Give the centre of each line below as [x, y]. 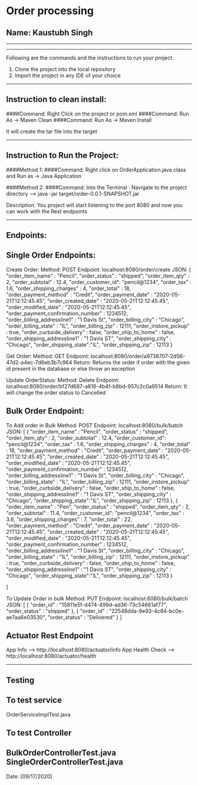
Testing [20, 680]
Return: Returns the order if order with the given [132, 362]
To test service [34, 700]
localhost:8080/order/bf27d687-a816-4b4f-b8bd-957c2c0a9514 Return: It [97, 386]
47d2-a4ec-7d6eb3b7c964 [39, 362]
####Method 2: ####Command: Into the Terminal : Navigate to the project [97, 187]
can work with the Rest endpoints [47, 211]
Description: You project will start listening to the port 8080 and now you [94, 205]
